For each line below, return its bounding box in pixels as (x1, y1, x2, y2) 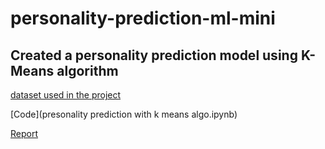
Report (10, 128, 39, 139)
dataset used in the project (10, 89, 122, 101)
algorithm (56, 62, 119, 79)
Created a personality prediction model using (10, 47, 298, 64)
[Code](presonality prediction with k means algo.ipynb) (10, 108, 238, 120)
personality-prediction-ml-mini (10, 7, 276, 30)
